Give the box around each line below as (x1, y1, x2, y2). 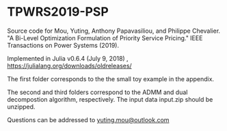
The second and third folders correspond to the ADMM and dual (7, 88, 188, 96)
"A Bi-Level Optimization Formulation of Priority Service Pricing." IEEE (7, 33, 203, 42)
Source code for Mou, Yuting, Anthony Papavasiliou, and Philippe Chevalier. (7, 27, 221, 35)
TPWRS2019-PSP (7, 4, 109, 20)
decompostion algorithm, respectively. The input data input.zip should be (7, 95, 213, 103)
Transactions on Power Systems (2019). (7, 41, 120, 49)
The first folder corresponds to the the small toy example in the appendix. (7, 74, 214, 83)
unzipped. (7, 102, 36, 111)
